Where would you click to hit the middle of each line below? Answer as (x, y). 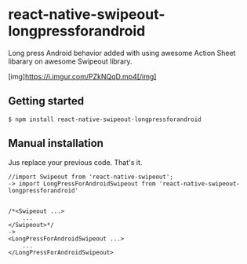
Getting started (46, 101)
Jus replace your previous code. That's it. (75, 162)
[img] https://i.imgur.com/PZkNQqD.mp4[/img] (82, 76)
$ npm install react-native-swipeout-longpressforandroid (105, 119)
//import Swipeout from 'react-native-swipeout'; (91, 177)
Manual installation (56, 143)
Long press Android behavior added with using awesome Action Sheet (122, 53)
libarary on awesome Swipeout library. (70, 61)
